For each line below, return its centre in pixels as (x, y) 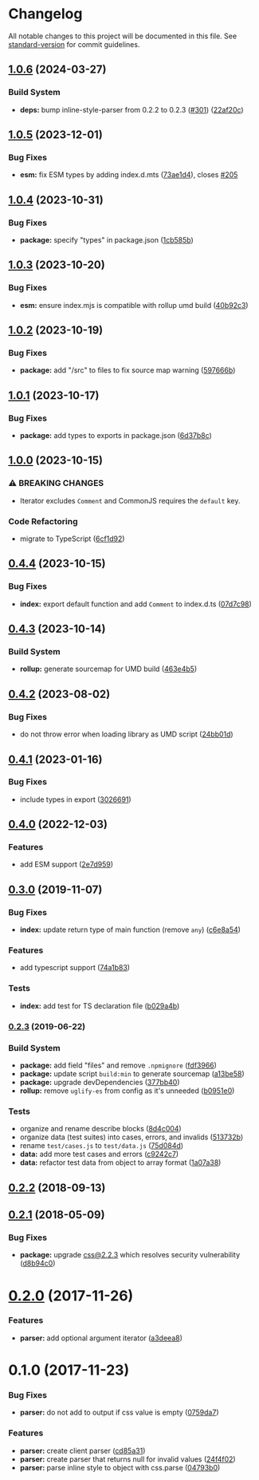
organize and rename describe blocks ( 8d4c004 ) (100, 1129)
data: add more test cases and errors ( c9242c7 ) (99, 1154)
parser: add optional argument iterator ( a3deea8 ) (101, 1338)
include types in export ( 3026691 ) (75, 799)
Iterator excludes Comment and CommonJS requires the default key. (130, 500)
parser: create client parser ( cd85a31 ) (82, 1450)
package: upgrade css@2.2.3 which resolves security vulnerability (130, 1255)
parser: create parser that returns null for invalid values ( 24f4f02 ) (128, 1459)
